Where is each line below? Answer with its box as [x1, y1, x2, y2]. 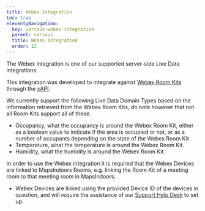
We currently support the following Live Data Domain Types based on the [6, 96, 192, 104]
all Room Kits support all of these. [6, 110, 92, 117]
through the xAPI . [6, 85, 51, 92]
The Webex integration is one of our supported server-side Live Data [6, 59, 180, 67]
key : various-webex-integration [12, 26, 95, 33]
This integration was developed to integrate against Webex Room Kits [6, 78, 182, 86]
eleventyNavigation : [6, 20, 59, 26]
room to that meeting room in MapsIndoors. [6, 172, 116, 180]
